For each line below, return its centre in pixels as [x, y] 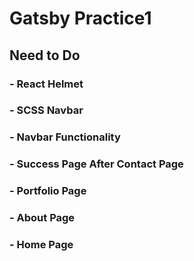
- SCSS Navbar [46, 110]
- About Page [42, 218]
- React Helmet [46, 84]
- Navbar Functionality [65, 137]
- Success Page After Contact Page [96, 164]
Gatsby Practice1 [80, 18]
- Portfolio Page [48, 191]
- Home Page [41, 245]
